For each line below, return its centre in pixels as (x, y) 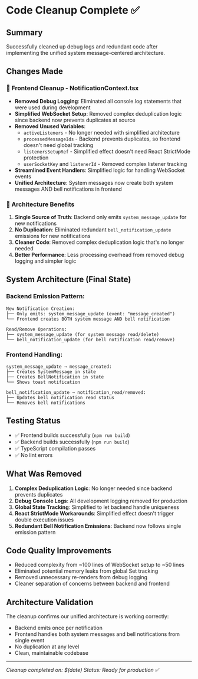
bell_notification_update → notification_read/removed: (76, 392)
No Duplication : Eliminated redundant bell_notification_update (93, 229)
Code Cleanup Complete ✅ (73, 10)
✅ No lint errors (34, 455)
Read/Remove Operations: (37, 329)
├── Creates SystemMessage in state (51, 372)
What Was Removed (44, 474)
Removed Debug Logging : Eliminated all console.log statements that (98, 101)
